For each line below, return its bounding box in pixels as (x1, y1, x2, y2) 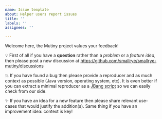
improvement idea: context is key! (5, 108, 73, 115)
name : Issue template (5, 7, 49, 12)
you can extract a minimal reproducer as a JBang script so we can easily (5, 83, 151, 89)
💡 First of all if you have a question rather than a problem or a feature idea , (5, 52, 156, 59)
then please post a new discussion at (5, 58, 79, 64)
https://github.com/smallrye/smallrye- (80, 58, 157, 64)
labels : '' (5, 20, 27, 26)
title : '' (5, 16, 25, 21)
